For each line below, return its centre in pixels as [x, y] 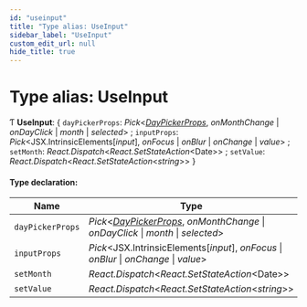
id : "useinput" [38, 18]
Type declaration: [44, 182]
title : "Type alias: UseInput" [69, 26]
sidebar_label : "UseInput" [61, 35]
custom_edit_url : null [53, 43]
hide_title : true [42, 52]
